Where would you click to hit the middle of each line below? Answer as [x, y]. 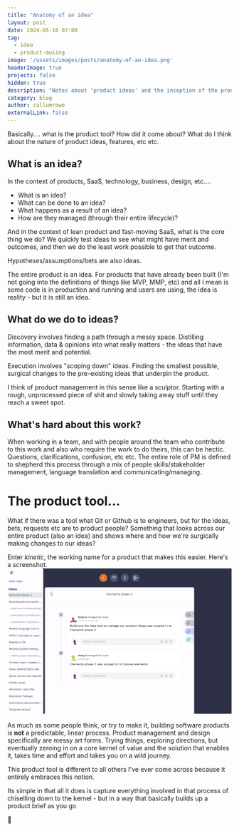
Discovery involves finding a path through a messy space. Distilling [106, 337]
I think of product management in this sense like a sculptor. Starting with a [116, 387]
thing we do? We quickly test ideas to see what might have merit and [108, 239]
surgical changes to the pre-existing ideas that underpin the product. [108, 373]
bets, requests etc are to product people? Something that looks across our [116, 529]
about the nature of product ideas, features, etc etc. [83, 142]
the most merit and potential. [50, 352]
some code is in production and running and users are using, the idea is [112, 290]
